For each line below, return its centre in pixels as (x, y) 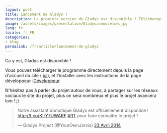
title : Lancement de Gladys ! (37, 14)
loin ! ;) (12, 101)
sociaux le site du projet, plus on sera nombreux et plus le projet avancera (81, 95)
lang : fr (14, 28)
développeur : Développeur (33, 81)
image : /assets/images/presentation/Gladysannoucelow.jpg (66, 23)
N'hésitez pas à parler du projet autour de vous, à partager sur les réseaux (82, 90)
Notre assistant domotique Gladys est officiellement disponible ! (83, 110)
